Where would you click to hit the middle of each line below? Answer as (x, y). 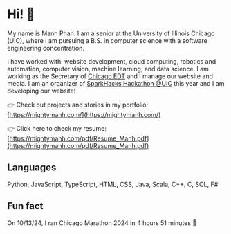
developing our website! (41, 91)
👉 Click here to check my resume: (57, 128)
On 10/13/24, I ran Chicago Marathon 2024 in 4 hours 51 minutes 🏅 (102, 223)
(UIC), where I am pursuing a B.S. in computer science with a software (107, 40)
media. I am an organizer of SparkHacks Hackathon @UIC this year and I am (116, 83)
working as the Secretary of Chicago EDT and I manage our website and (110, 76)
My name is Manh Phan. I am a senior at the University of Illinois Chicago (111, 33)
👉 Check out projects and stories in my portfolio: (78, 105)
